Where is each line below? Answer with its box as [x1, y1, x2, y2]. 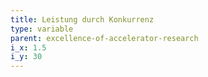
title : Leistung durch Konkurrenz [10, 14, 155, 25]
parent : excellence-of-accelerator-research [10, 33, 199, 43]
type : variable [10, 24, 74, 34]
